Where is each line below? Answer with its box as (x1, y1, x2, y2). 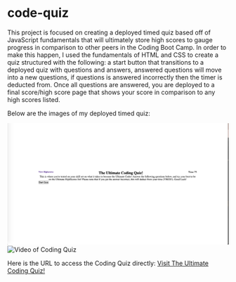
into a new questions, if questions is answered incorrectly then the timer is (7, 72, 223, 82)
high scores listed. (7, 95, 61, 103)
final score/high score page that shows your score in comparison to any (7, 88, 216, 96)
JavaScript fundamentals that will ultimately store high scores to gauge (7, 35, 213, 44)
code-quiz (7, 5, 69, 21)
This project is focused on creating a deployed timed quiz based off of (7, 28, 211, 37)
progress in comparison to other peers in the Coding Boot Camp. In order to (7, 43, 227, 51)
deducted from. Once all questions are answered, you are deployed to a (7, 80, 216, 89)
